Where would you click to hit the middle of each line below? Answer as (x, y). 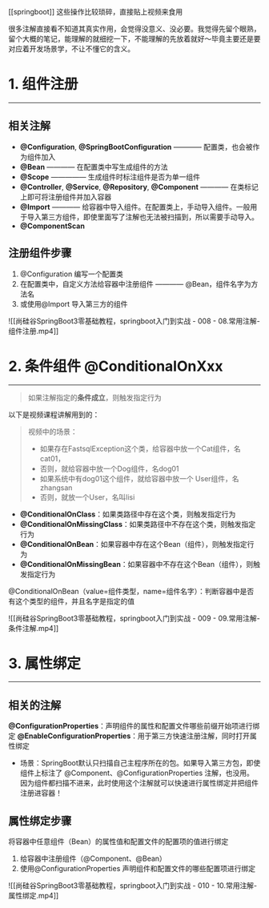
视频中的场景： (52, 432)
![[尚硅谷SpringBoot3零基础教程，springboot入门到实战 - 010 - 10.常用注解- (133, 886)
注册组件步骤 (40, 253)
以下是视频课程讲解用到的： (54, 414)
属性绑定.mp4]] (34, 896)
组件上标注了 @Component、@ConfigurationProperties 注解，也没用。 (137, 773)
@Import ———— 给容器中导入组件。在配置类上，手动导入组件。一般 (135, 207)
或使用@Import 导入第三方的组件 (74, 303)
